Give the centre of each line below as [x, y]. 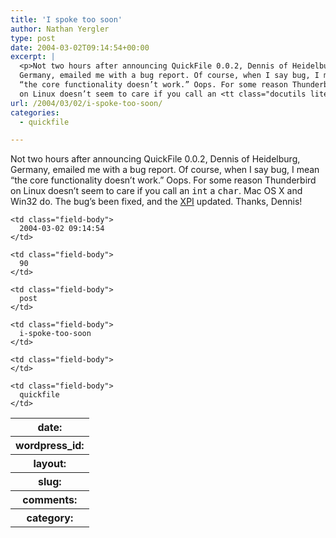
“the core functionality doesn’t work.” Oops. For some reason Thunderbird [163, 180]
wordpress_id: [50, 446]
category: [50, 518]
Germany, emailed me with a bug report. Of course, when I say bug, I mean [165, 170]
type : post [33, 38]
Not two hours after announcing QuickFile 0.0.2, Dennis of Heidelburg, [155, 159]
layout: [50, 464]
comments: [50, 500]
